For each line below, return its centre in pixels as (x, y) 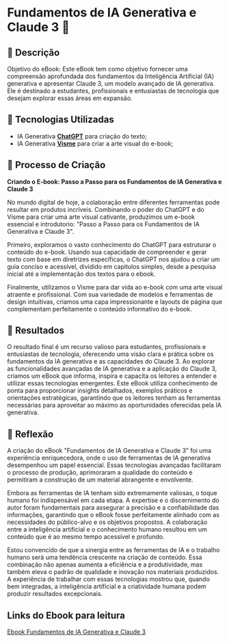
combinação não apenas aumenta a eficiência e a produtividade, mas (105, 564)
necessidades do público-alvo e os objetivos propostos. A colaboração (107, 522)
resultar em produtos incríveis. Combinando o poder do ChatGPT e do (106, 209)
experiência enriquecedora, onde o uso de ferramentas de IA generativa (109, 458)
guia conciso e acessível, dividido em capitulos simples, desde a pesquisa (112, 266)
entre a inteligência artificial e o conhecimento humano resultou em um (107, 530)
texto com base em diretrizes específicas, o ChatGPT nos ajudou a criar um (113, 259)
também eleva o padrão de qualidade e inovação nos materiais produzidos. (113, 572)
